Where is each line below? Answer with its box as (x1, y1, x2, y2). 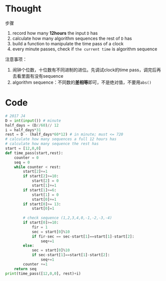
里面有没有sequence (21, 73, 64, 79)
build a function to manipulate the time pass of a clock (12, 40, 124, 46)
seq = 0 (14, 160, 30, 165)
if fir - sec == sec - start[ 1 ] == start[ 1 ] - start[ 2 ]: (31, 234, 135, 239)
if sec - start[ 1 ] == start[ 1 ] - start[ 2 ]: (31, 253, 110, 258)
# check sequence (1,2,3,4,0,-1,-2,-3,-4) (23, 215, 112, 221)
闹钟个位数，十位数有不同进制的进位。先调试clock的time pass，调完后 (12, 67, 157, 73)
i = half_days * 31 (5, 128, 41, 133)
